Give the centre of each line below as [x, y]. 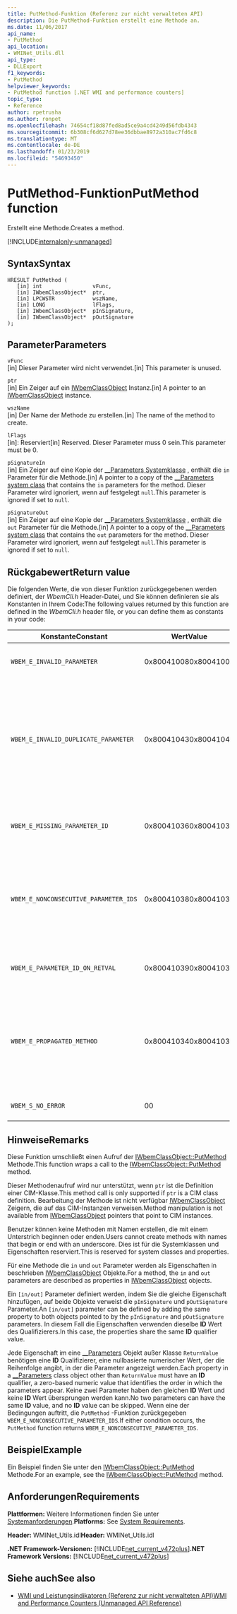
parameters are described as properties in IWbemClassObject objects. [110, 1281]
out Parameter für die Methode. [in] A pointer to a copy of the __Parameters [116, 528]
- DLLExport [25, 66]
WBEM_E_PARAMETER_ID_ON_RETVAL [63, 968]
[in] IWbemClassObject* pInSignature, [75, 311]
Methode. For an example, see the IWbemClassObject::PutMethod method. [115, 1474]
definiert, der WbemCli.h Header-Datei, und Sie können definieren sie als [113, 597]
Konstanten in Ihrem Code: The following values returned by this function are [118, 604]
